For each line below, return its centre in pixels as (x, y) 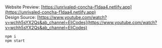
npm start (15, 41)
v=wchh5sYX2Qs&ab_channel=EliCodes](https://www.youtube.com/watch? (81, 22)
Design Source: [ (22, 17)
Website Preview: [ (24, 7)
